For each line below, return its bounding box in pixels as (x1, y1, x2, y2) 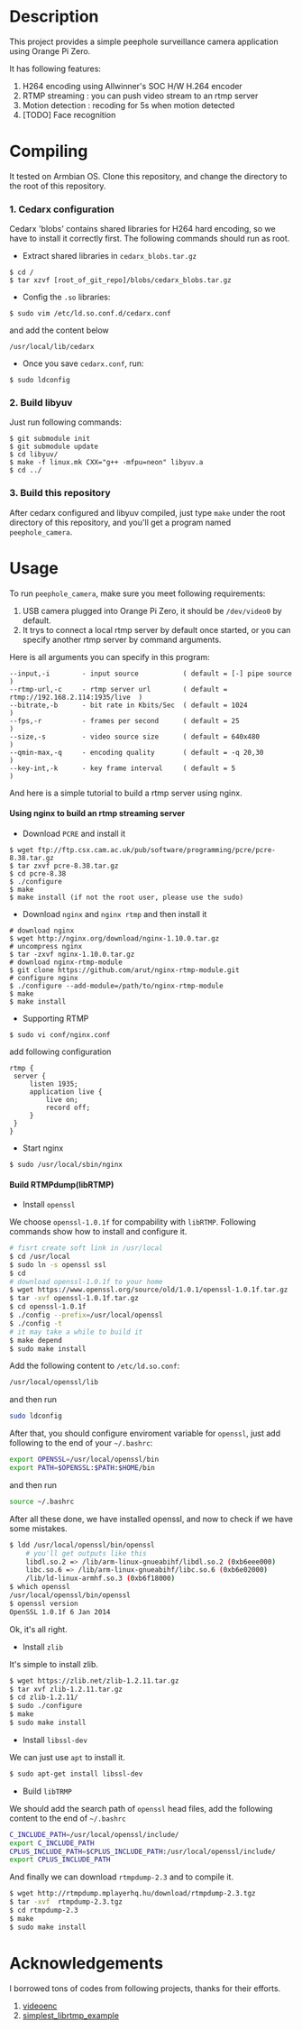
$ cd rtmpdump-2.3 (9, 1906, 78, 1915)
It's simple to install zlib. (9, 1658, 99, 1669)
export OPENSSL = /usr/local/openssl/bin (9, 1455, 160, 1465)
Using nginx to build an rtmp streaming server (9, 808, 186, 819)
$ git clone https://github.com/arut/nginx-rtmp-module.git (9, 965, 241, 975)
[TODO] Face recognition (22, 109, 116, 120)
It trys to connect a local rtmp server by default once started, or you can (22, 624, 291, 635)
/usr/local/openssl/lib (9, 1378, 99, 1387)
